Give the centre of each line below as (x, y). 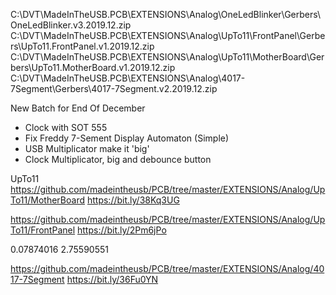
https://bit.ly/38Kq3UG (133, 200)
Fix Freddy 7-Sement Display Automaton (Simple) (127, 138)
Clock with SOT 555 (66, 127)
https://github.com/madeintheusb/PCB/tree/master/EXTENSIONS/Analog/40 (167, 268)
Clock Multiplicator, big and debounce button (118, 159)
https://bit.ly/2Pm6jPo (122, 230)
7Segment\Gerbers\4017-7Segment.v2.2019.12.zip (114, 88)
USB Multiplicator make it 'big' (87, 148)
